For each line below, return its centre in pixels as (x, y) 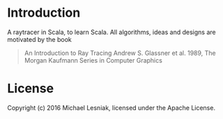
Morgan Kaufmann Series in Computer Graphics (93, 60)
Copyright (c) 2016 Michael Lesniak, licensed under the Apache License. (111, 108)
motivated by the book (39, 39)
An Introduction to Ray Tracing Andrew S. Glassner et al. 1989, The (120, 53)
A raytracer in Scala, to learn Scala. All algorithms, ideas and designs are (111, 32)
